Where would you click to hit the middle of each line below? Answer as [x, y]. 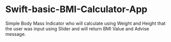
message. [16, 34]
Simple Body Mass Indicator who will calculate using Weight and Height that [85, 23]
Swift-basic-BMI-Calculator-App [76, 9]
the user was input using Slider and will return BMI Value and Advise [77, 28]
